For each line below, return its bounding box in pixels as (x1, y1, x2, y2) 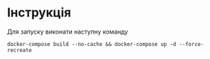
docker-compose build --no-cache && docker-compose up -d (7, 40, 176, 47)
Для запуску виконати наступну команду (7, 27, 128, 36)
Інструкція (7, 5, 71, 21)
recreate (7, 47, 32, 54)
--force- (178, 40, 205, 47)
